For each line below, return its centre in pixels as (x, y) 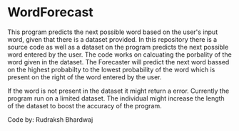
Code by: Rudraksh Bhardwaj (50, 119)
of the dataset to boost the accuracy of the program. (85, 106)
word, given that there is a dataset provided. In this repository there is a (112, 39)
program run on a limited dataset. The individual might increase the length (116, 98)
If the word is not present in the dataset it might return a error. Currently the (118, 91)
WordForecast (51, 12)
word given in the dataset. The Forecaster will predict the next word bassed (118, 62)
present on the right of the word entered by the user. (85, 77)
